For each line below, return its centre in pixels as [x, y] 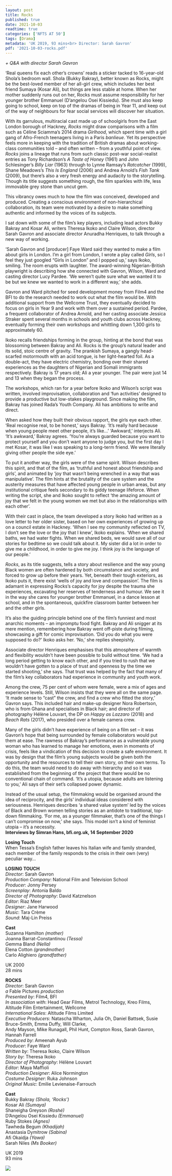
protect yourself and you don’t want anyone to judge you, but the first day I [85, 442]
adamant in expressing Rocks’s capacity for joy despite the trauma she [80, 586]
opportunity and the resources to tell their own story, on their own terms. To [85, 762]
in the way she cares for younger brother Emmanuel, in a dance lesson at [83, 597]
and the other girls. [25, 608]
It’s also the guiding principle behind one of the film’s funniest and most [81, 618]
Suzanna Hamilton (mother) [34, 933]
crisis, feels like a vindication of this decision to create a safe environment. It [86, 751]
